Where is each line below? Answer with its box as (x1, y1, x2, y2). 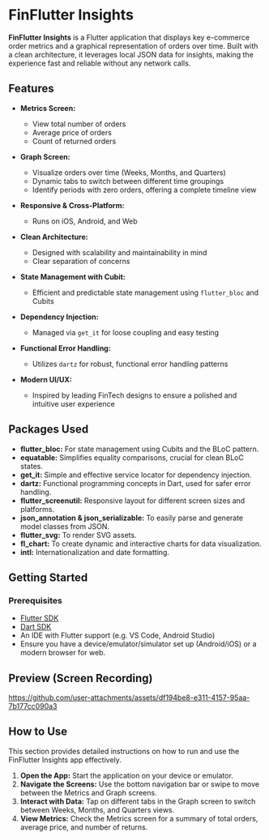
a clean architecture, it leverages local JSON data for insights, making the (8, 49, 254, 59)
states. (19, 461, 43, 471)
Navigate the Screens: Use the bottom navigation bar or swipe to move (19, 779, 260, 789)
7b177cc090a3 (8, 701, 58, 711)
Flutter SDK (19, 613, 59, 623)
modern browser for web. (19, 648, 106, 658)
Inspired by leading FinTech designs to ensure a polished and (32, 390, 237, 400)
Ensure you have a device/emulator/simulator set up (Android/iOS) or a (19, 639, 257, 649)
